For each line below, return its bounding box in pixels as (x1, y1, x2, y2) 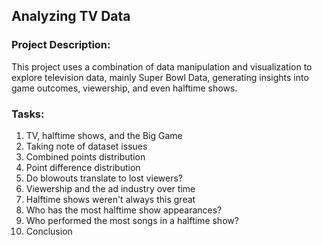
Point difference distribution (25, 161, 141, 173)
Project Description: (11, 38, 111, 52)
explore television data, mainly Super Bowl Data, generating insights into (11, 71, 309, 83)
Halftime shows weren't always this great (25, 193, 196, 205)
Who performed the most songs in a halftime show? (25, 214, 239, 226)
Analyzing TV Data (11, 8, 131, 25)
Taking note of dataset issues (25, 140, 148, 152)
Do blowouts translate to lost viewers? (25, 172, 183, 184)
